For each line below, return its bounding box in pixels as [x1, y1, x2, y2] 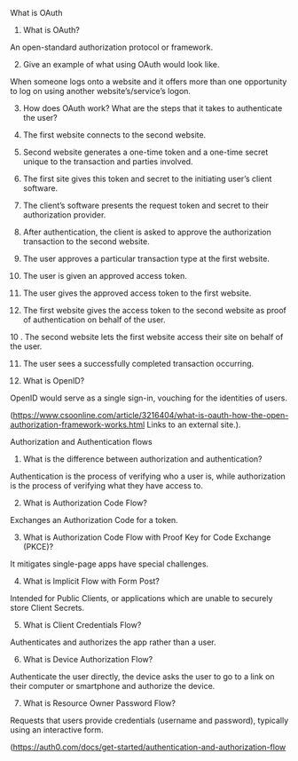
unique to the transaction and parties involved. [22, 156, 193, 167]
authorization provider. [22, 210, 106, 220]
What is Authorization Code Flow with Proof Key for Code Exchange [22, 532, 271, 543]
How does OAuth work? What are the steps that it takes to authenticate [22, 103, 283, 114]
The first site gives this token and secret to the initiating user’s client [22, 173, 272, 184]
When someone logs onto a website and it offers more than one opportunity [10, 76, 287, 87]
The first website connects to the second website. [22, 130, 207, 140]
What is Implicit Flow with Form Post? [22, 576, 161, 586]
